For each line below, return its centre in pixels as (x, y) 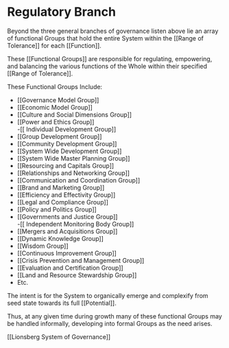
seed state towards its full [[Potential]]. (62, 303)
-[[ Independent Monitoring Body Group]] (75, 224)
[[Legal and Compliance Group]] (62, 202)
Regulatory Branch (62, 12)
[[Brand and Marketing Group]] (61, 187)
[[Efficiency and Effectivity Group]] (66, 195)
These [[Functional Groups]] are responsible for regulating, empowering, (110, 58)
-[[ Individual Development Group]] (67, 129)
